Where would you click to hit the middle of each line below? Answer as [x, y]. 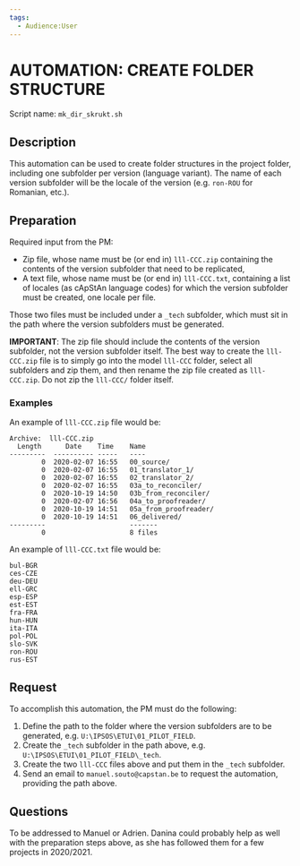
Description [43, 142]
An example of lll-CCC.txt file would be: [85, 549]
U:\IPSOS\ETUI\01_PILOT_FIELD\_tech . [92, 755]
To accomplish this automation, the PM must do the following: [123, 709]
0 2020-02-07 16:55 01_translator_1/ [118, 470]
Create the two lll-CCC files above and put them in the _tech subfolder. [154, 764]
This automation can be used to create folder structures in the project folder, [150, 164]
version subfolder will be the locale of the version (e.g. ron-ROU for [131, 183]
